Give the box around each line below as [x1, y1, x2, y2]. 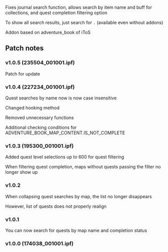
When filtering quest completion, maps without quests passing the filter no [5, 164, 161, 170]
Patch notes [5, 44, 44, 53]
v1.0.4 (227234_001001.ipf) [5, 83, 75, 90]
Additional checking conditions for [5, 124, 77, 130]
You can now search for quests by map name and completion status [5, 227, 147, 233]
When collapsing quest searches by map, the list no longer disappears [5, 193, 152, 199]
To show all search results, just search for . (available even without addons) [5, 20, 163, 25]
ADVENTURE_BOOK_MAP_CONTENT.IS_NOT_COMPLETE [5, 129, 125, 136]
